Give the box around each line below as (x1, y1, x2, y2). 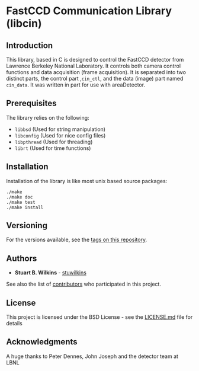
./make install (6, 204, 44, 210)
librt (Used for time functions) (14, 144, 91, 152)
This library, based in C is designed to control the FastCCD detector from (6, 56, 184, 63)
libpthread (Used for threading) (14, 138, 93, 145)
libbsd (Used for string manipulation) (14, 126, 105, 133)
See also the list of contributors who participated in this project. (6, 280, 162, 288)
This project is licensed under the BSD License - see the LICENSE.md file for (6, 314, 193, 321)
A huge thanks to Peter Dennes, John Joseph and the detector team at (6, 353, 179, 360)
